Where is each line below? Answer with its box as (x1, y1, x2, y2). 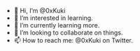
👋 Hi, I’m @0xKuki (13, 7, 66, 14)
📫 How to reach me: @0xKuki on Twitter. (13, 37, 133, 44)
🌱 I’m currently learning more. (13, 21, 100, 29)
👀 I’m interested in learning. (13, 14, 93, 22)
